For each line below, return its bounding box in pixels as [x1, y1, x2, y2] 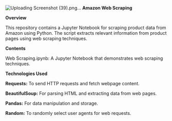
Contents [5, 45, 26, 51]
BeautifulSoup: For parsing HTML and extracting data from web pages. [5, 90, 157, 96]
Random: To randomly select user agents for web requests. [5, 110, 131, 116]
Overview [5, 15, 27, 20]
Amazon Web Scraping [82, 5, 132, 11]
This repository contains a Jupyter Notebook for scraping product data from [5, 25, 166, 31]
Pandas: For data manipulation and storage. [5, 100, 99, 106]
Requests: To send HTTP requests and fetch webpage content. [5, 81, 140, 86]
